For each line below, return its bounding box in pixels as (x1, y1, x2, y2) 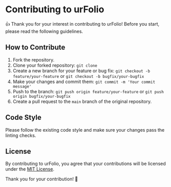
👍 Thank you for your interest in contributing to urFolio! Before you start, (5, 20, 160, 27)
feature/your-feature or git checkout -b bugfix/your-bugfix (12, 73, 144, 79)
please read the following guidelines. (5, 28, 83, 34)
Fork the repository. (12, 56, 55, 63)
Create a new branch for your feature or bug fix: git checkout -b (12, 68, 150, 74)
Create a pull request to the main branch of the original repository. (12, 98, 152, 105)
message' (12, 84, 32, 89)
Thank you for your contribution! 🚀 (5, 176, 78, 182)
